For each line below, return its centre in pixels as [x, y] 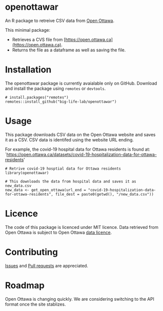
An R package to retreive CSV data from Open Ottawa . [60, 21]
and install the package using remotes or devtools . [55, 88]
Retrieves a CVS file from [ [39, 39]
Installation [28, 70]
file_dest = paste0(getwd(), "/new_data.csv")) [104, 194]
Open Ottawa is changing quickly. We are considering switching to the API [80, 299]
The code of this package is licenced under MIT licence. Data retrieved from [82, 227]
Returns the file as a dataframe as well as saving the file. [69, 50]
